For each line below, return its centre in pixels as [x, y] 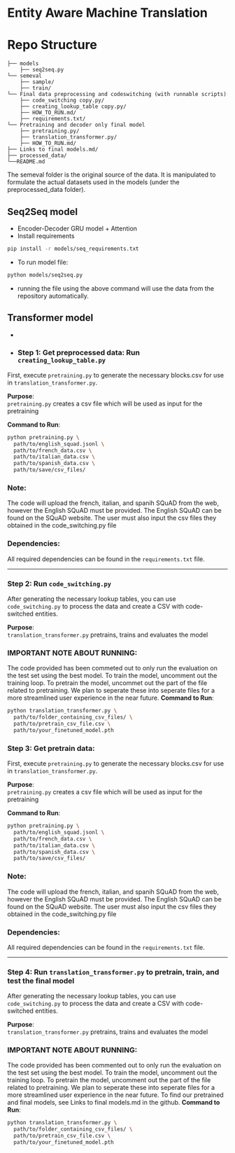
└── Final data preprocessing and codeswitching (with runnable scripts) [117, 95]
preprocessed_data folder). [47, 190]
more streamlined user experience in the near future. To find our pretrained [115, 1095]
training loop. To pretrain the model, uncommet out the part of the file [107, 683]
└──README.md [26, 162]
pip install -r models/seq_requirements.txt [73, 249]
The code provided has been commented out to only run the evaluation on [114, 1065]
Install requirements [46, 235]
